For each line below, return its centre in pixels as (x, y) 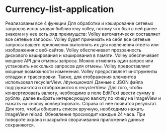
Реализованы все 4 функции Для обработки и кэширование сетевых (79, 23)
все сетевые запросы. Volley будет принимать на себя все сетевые (78, 39)
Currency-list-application (60, 9)
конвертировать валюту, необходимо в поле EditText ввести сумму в (80, 93)
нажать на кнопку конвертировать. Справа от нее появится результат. (81, 103)
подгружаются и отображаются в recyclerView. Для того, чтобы (74, 87)
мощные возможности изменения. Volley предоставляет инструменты (81, 71)
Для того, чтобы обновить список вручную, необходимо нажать (75, 109)
